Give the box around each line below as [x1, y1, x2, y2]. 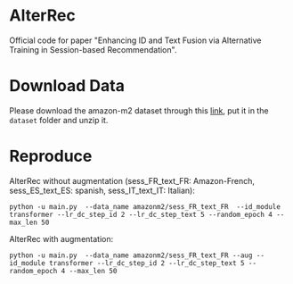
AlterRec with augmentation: [9, 233, 114, 244]
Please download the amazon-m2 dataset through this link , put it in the [9, 104, 269, 116]
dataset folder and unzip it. [9, 114, 109, 125]
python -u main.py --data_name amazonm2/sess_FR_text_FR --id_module [9, 202, 281, 211]
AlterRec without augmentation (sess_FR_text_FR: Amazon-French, [9, 175, 256, 186]
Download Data [9, 76, 125, 96]
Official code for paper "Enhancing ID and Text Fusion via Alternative [9, 35, 262, 46]
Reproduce [9, 146, 93, 166]
